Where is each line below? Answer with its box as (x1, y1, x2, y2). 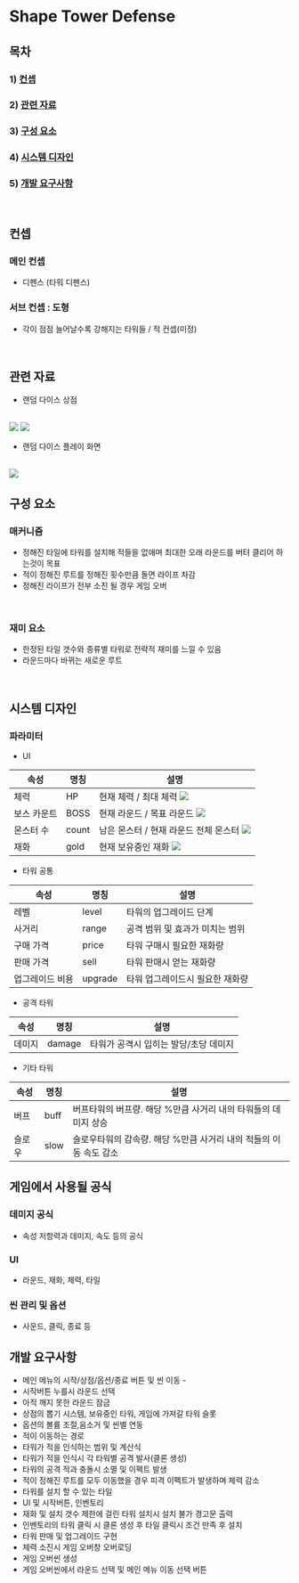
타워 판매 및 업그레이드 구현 (21, 1530, 118, 1542)
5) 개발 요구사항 (9, 177, 74, 190)
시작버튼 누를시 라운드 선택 (21, 1386, 116, 1397)
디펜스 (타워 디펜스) (21, 277, 91, 288)
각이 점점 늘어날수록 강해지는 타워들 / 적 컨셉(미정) (21, 323, 198, 334)
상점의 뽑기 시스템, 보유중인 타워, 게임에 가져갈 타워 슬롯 (21, 1408, 217, 1419)
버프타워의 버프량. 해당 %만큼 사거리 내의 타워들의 (72, 1103, 271, 1115)
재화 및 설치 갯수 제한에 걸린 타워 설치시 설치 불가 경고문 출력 (21, 1508, 233, 1520)
